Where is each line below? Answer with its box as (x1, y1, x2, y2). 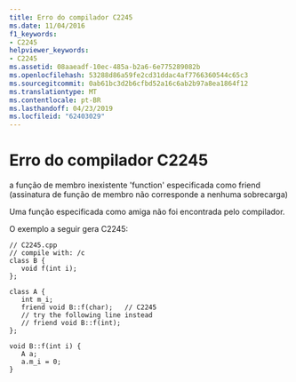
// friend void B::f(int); (20, 319, 122, 328)
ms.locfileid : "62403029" (9, 112, 105, 121)
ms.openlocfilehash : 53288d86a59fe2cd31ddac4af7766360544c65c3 (9, 71, 249, 80)
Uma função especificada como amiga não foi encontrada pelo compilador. (9, 206, 285, 218)
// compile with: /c (9, 249, 86, 258)
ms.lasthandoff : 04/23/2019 (9, 104, 114, 113)
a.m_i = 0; (20, 357, 62, 367)
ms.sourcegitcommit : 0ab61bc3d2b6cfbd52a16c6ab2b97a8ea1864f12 (9, 79, 249, 88)
